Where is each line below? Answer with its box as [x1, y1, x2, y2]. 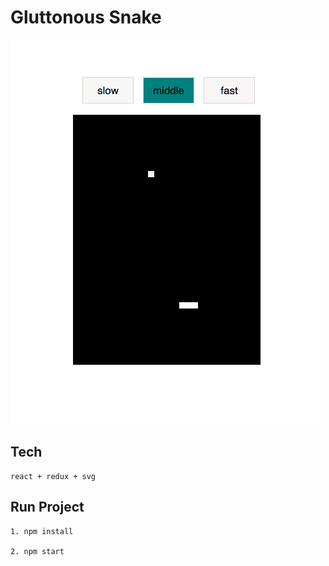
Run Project [10, 499, 85, 516]
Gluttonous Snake [10, 6, 162, 29]
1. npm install [10, 526, 74, 536]
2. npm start [10, 546, 65, 556]
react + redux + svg [10, 471, 97, 481]
